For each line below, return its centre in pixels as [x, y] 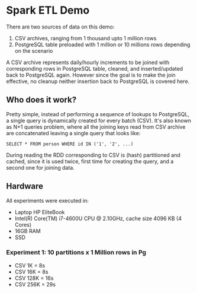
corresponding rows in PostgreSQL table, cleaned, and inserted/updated [95, 68]
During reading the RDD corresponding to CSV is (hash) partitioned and [93, 155]
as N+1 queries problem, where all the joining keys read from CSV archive [96, 127]
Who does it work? [41, 100]
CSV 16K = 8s [31, 272]
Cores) [23, 224]
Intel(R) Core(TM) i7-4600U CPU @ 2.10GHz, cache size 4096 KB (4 [98, 218]
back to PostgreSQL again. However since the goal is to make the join [91, 75]
